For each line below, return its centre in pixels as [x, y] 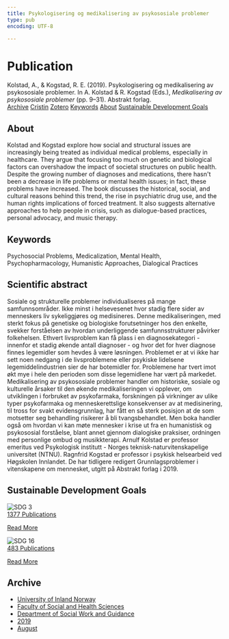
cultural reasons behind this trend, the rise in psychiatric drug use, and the [112, 196]
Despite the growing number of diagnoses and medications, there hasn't [109, 174]
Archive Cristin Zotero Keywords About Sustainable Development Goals [108, 107]
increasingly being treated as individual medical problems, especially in [108, 152]
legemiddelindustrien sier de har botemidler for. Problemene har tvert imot [112, 367]
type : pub [21, 20]
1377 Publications [32, 514]
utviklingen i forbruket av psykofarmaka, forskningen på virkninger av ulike [112, 396]
